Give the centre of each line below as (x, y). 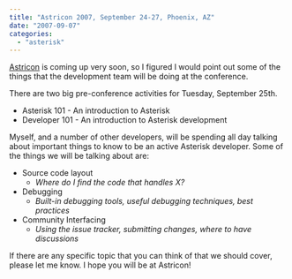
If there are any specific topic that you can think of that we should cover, (141, 256)
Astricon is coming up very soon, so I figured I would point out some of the (145, 67)
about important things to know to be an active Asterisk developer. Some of (146, 147)
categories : (31, 34)
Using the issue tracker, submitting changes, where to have (143, 230)
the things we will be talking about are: (79, 156)
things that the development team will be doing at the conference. (129, 77)
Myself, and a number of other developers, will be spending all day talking (143, 137)
